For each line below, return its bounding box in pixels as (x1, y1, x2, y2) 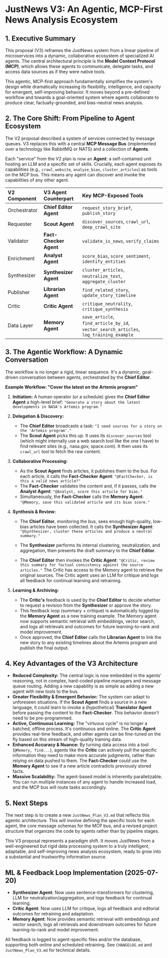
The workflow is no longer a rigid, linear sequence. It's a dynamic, (5, 369, 141, 375)
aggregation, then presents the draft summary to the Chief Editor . (19, 547, 156, 553)
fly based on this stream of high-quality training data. (12, 737, 122, 743)
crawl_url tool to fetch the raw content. (19, 448, 101, 454)
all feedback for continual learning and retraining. (19, 577, 121, 583)
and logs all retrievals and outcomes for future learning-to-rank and (19, 623, 159, 629)
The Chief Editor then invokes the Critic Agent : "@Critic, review (19, 557, 155, 563)
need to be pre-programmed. (12, 715, 73, 721)
